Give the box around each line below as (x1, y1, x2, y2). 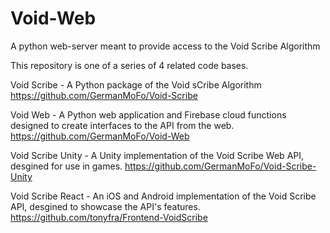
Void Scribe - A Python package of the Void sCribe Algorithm (10, 78, 262, 91)
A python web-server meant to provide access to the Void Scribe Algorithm (10, 40, 321, 52)
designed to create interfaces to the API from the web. (10, 119, 235, 131)
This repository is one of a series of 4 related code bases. (10, 59, 249, 71)
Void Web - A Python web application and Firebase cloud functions (10, 108, 287, 121)
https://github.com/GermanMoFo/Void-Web (10, 130, 190, 142)
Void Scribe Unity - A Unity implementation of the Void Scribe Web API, (10, 149, 305, 161)
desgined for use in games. (10, 160, 123, 172)
